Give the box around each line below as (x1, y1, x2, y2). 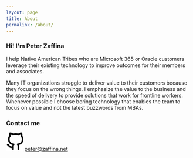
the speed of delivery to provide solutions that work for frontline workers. (6, 92, 183, 99)
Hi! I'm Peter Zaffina (6, 42, 65, 50)
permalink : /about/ (6, 22, 54, 28)
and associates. (6, 68, 44, 75)
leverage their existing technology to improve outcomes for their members (6, 62, 186, 69)
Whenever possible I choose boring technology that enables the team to (6, 98, 181, 105)
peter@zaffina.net (24, 145, 69, 152)
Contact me (6, 119, 40, 127)
